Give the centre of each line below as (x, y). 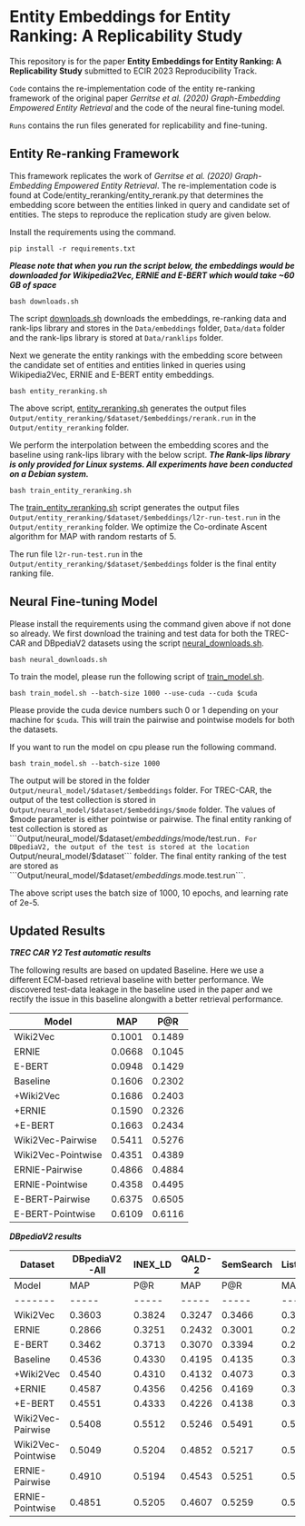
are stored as (34, 866)
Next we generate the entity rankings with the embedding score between (146, 355)
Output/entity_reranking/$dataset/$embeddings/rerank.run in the (133, 417)
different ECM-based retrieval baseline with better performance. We (137, 980)
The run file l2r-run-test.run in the (76, 554)
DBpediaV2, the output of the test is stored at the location (129, 847)
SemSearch (247, 1264)
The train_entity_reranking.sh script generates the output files (124, 507)
